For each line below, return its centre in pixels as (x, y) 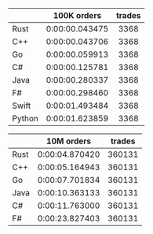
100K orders (77, 15)
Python (25, 119)
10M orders (69, 141)
